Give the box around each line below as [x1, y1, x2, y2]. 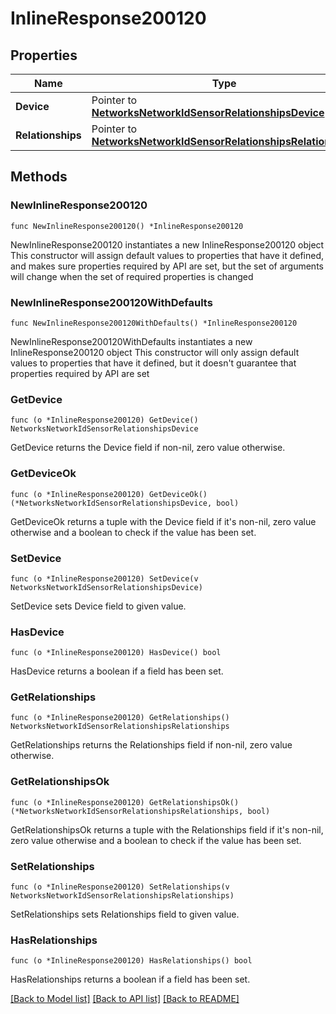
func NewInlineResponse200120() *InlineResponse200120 [10, 221, 244, 231]
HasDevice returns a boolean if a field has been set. [10, 665, 224, 677]
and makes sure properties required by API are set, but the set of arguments [10, 260, 324, 272]
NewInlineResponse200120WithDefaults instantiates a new [10, 335, 253, 347]
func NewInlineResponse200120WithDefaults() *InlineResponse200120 [10, 318, 298, 328]
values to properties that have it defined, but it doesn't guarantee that [10, 357, 297, 369]
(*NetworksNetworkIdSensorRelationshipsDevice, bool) [10, 498, 240, 508]
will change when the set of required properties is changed [10, 270, 254, 282]
